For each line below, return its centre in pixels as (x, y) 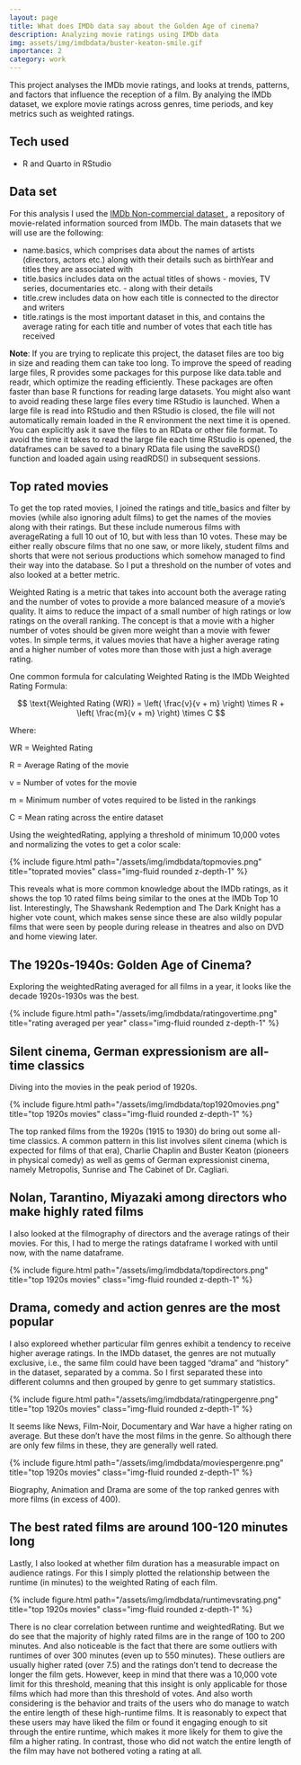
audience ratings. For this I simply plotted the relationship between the (140, 1573)
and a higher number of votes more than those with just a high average (141, 650)
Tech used (39, 142)
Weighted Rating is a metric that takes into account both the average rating (148, 592)
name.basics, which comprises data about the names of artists (138, 250)
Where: (23, 731)
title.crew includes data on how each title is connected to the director (150, 297)
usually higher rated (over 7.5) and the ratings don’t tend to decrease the (143, 1664)
